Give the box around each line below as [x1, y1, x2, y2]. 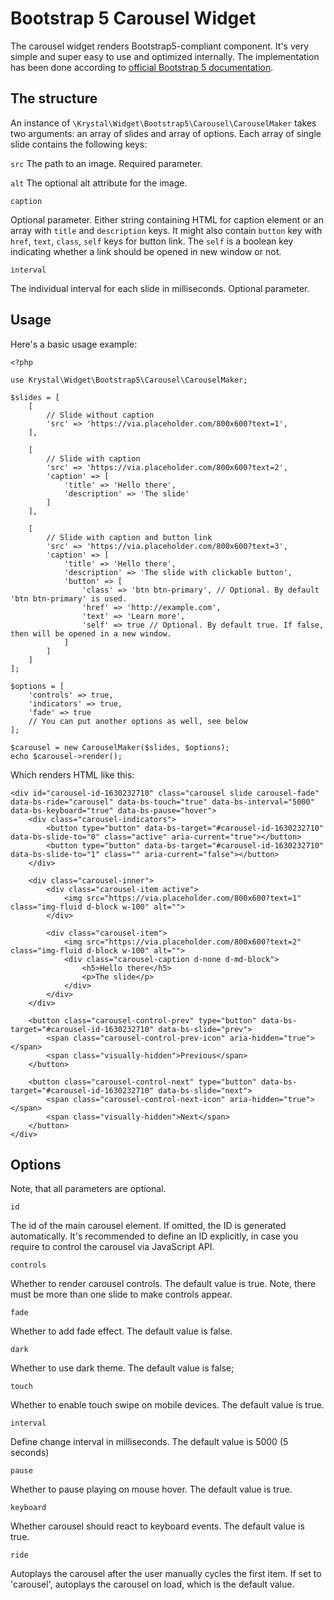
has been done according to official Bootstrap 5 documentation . [10, 61, 274, 73]
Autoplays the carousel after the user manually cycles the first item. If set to [10, 1568, 322, 1580]
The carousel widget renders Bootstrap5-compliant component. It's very [10, 40, 310, 52]
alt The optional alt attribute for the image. [10, 177, 188, 189]
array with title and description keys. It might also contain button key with [10, 224, 323, 236]
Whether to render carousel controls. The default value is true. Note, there [10, 1278, 317, 1290]
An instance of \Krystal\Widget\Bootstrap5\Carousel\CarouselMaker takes [10, 117, 317, 129]
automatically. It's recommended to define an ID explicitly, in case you [10, 1230, 299, 1242]
